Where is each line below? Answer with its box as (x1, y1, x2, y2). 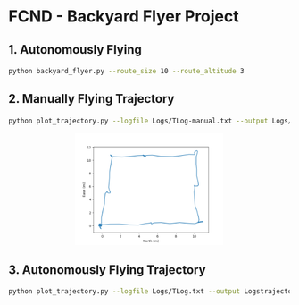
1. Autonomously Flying (8, 42, 142, 57)
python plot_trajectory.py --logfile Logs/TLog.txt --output (8, 287, 241, 296)
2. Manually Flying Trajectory (8, 91, 175, 106)
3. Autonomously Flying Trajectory (8, 262, 206, 277)
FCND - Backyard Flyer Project (8, 6, 240, 27)
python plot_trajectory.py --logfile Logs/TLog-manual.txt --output (8, 116, 269, 125)
